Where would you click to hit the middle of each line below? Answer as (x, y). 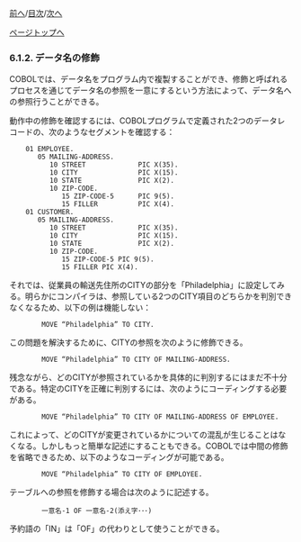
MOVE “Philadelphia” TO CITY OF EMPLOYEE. (122, 474)
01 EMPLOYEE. (50, 149)
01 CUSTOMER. (50, 212)
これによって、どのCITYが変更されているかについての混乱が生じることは (144, 435)
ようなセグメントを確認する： (120, 132)
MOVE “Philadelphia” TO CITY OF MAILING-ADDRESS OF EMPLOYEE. (160, 417)
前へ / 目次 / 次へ (36, 13)
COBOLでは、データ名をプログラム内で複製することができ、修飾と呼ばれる (149, 79)
